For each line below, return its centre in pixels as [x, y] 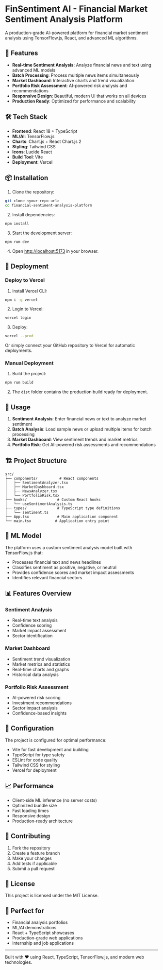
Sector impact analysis [35, 708]
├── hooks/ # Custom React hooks [53, 500]
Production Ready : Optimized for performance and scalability [74, 101]
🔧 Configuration [30, 728]
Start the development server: [42, 233]
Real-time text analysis [35, 620]
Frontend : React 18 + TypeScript [45, 131]
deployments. [19, 350]
